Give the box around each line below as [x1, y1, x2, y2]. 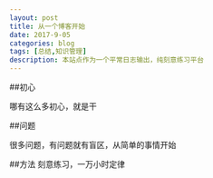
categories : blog [9, 38, 75, 48]
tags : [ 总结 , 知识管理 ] [9, 47, 87, 56]
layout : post [9, 13, 59, 23]
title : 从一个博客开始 [9, 22, 86, 31]
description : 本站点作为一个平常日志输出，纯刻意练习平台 [9, 55, 204, 64]
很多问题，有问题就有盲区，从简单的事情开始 [9, 140, 177, 150]
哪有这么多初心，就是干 [9, 101, 97, 112]
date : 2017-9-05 [9, 30, 71, 39]
